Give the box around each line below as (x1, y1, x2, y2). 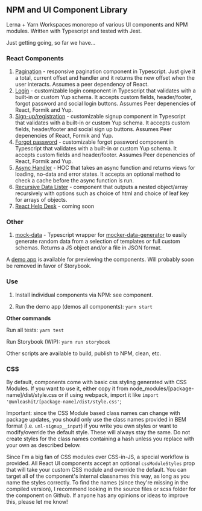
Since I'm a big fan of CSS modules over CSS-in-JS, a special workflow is (6, 453, 189, 460)
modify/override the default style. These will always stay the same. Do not (6, 429, 191, 435)
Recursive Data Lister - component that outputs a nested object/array (14, 184, 188, 191)
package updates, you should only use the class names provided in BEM (6, 416, 187, 423)
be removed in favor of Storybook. (6, 262, 92, 269)
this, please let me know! (6, 498, 68, 505)
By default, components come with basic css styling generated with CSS (6, 379, 187, 385)
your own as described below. (6, 442, 81, 449)
